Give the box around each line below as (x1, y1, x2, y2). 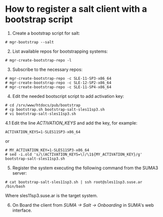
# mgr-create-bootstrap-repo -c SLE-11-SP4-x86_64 (5, 85, 112, 90)
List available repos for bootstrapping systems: (12, 48, 108, 54)
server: (12, 170, 27, 176)
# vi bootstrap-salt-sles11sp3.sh (5, 111, 77, 116)
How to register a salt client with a (5, 3, 147, 15)
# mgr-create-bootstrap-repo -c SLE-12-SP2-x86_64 (5, 80, 112, 85)
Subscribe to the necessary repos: (12, 66, 83, 72)
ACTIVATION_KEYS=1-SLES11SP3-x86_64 (5, 129, 81, 134)
